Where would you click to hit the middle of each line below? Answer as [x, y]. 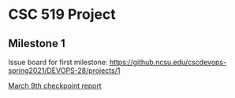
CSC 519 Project [62, 15]
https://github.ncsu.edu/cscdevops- [168, 62]
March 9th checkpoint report [55, 85]
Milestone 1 [37, 44]
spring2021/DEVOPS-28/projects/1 [64, 71]
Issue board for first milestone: [58, 62]
